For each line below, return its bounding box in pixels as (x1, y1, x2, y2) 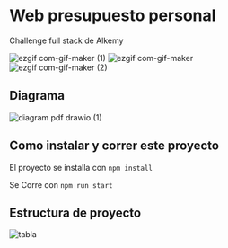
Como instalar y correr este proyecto (9, 138, 220, 154)
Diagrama (9, 88, 66, 103)
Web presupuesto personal (9, 5, 216, 26)
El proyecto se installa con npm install (9, 162, 153, 173)
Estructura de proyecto (9, 205, 142, 220)
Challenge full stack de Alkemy (9, 35, 124, 46)
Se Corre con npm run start (9, 179, 114, 190)
